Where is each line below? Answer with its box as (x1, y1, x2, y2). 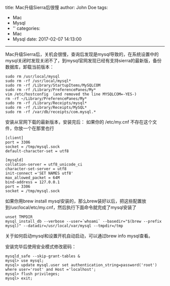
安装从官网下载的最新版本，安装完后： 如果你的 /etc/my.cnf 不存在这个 (5, 119, 153, 125)
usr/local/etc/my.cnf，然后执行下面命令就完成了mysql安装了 (11, 205, 137, 210)
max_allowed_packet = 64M (5, 175, 60, 180)
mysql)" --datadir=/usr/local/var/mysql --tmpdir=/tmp (5, 223, 123, 228)
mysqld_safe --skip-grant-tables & (5, 254, 80, 259)
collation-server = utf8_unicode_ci (5, 162, 82, 167)
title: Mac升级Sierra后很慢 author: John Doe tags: (5, 5, 108, 10)
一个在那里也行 (22, 126, 54, 131)
